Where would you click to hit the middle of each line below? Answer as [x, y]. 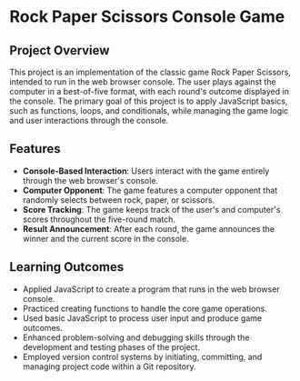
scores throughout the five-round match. [99, 219]
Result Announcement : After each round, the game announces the [149, 228]
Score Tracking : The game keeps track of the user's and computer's [151, 209]
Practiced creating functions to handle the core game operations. [145, 308]
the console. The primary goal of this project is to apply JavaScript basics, [149, 101]
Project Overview [60, 50]
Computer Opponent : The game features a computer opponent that [150, 190]
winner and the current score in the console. [105, 238]
